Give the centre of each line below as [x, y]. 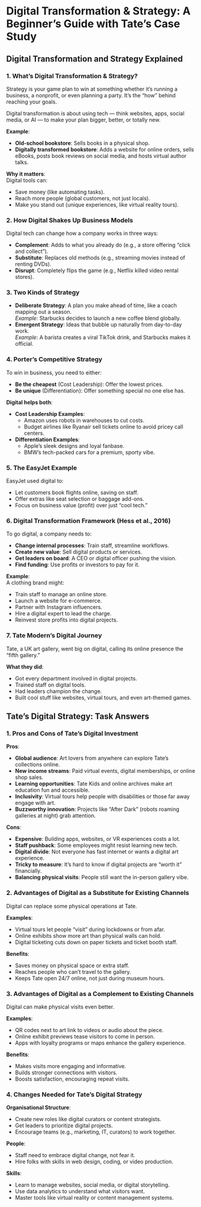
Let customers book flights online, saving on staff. [77, 493]
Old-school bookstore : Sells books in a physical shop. [82, 143]
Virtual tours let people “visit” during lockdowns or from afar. [90, 929]
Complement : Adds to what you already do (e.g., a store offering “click [103, 245]
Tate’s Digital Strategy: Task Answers [78, 717]
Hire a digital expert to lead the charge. [63, 614]
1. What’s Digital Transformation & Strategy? [72, 76]
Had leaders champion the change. [58, 691]
